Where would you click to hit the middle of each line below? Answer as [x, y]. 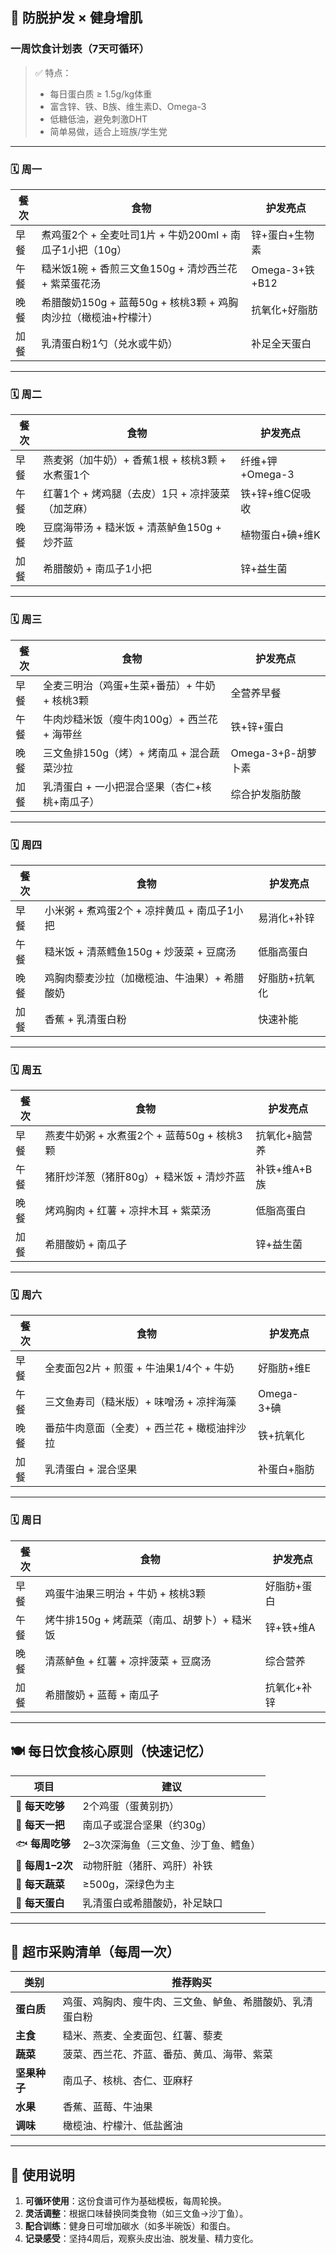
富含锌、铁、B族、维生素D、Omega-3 [128, 106]
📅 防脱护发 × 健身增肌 [76, 18]
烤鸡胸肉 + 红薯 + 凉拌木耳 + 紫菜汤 [128, 1211]
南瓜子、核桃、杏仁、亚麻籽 [127, 2081]
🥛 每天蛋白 [40, 1903]
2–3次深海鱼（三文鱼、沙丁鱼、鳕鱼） [172, 1845]
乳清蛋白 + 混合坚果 [91, 1470]
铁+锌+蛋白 [257, 726]
